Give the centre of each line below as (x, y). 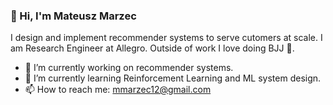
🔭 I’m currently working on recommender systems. (129, 68)
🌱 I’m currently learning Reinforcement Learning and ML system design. (173, 78)
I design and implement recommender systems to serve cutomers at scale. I (166, 38)
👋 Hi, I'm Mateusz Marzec (73, 16)
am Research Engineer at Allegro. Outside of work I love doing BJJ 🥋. (152, 48)
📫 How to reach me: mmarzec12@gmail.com (118, 90)
